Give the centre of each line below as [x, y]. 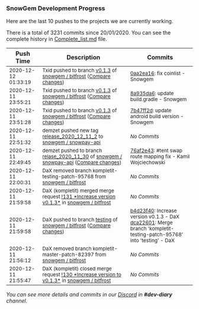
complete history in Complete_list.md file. [57, 39]
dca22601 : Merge [151, 223]
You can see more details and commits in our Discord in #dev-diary [89, 295]
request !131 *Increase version [79, 197]
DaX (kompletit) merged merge [78, 191]
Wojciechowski [148, 163]
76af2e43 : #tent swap [156, 151]
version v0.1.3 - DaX [155, 217]
